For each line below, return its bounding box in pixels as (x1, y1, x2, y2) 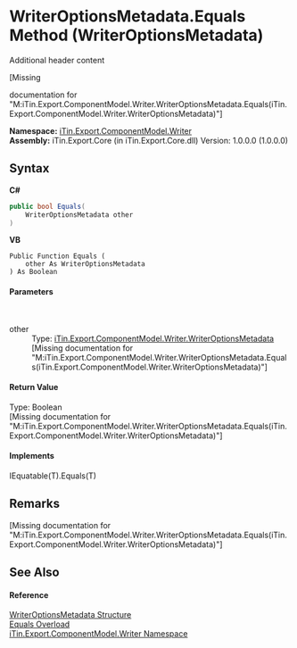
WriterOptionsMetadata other (25, 210, 134, 220)
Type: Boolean (9, 402, 62, 412)
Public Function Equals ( (9, 252, 105, 261)
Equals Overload (9, 619, 70, 630)
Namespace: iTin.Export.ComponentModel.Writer (9, 125, 193, 136)
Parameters (9, 286, 54, 296)
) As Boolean (9, 268, 58, 277)
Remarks (9, 496, 61, 511)
